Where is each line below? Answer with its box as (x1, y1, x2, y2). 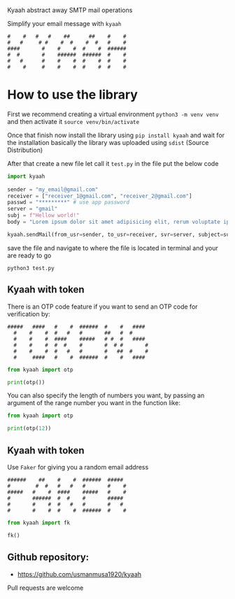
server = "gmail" (7, 206, 58, 213)
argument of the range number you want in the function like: (7, 399, 180, 407)
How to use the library (7, 87, 138, 103)
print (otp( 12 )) (7, 425, 52, 432)
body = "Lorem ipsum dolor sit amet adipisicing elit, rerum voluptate (7, 218, 220, 226)
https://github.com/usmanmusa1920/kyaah (17, 570, 142, 578)
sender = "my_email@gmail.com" (7, 185, 99, 193)
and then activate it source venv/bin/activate (7, 117, 140, 125)
